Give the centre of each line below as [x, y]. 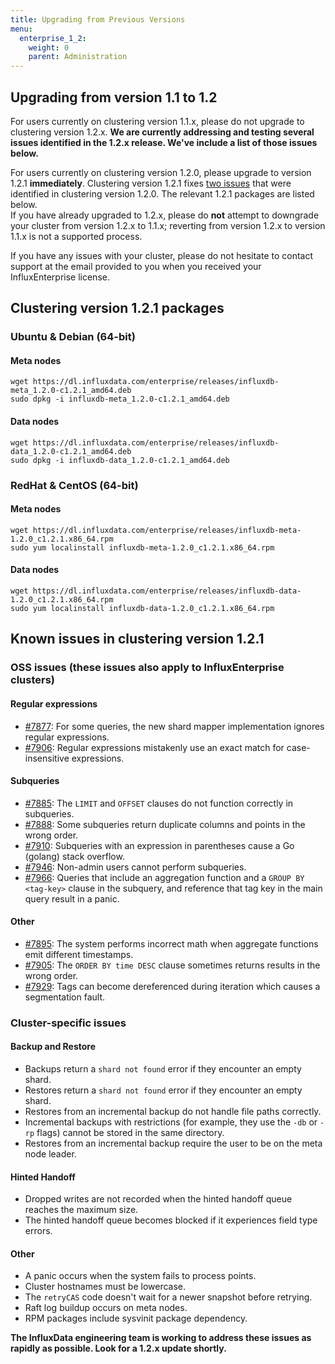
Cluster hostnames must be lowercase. [105, 1287]
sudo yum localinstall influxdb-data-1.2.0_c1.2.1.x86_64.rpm [142, 608]
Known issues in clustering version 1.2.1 [137, 639]
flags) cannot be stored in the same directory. [130, 1133]
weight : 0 [49, 47]
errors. [38, 1231]
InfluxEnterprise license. [60, 277]
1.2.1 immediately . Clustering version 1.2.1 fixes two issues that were [151, 183]
